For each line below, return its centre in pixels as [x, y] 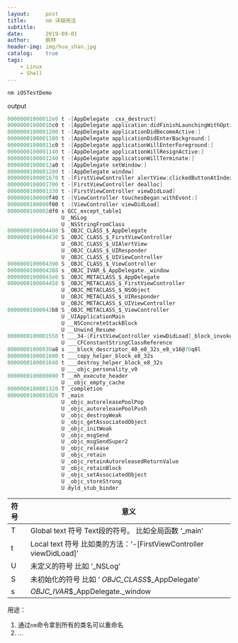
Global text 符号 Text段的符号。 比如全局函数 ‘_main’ [117, 531]
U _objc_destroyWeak [91, 415]
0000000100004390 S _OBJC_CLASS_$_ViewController [82, 264]
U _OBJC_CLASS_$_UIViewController [112, 257]
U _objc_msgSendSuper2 [95, 442]
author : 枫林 [32, 40]
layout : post [33, 14]
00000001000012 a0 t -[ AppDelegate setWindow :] [77, 165]
